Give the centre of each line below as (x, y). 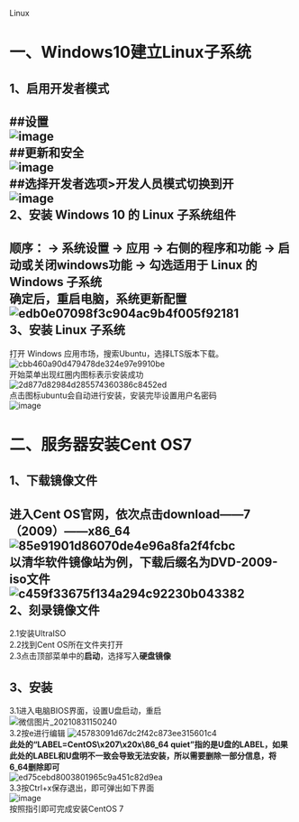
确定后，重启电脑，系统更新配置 (98, 299)
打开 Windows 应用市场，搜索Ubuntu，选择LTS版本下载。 (116, 353)
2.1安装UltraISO (38, 633)
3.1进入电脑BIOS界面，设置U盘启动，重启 (86, 710)
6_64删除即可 (35, 767)
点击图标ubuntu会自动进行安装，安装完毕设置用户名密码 (113, 395)
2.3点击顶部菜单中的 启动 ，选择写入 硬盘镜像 (90, 656)
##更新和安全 (47, 152)
